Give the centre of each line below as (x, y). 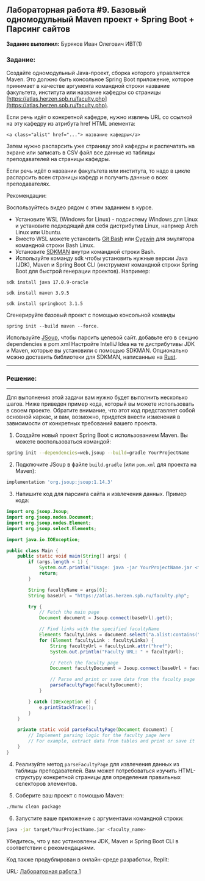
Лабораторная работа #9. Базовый (76, 10)
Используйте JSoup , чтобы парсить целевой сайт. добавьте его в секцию (103, 337)
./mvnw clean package (34, 807)
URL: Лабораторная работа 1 (44, 871)
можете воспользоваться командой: (63, 442)
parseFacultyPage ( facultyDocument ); (96, 685)
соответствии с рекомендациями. (51, 847)
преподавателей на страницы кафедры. (58, 159)
